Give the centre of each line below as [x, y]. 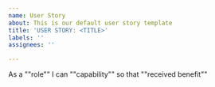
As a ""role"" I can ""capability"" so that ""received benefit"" [108, 74]
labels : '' [26, 38]
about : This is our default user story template [90, 23]
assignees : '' [32, 45]
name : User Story [37, 15]
